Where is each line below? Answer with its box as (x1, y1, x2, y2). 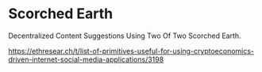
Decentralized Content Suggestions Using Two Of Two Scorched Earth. (8, 31, 241, 40)
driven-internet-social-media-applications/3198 (8, 55, 164, 64)
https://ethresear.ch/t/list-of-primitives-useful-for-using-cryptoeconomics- (8, 46, 255, 55)
